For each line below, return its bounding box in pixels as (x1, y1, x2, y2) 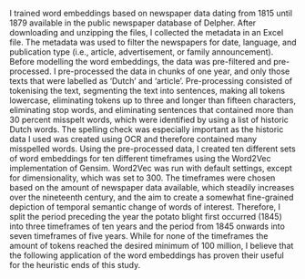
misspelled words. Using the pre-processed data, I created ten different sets (9, 143, 296, 154)
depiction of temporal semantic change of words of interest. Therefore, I (9, 201, 280, 212)
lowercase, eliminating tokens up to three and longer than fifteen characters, (9, 95, 297, 106)
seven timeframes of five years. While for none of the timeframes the (9, 231, 269, 241)
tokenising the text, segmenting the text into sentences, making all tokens (9, 86, 285, 96)
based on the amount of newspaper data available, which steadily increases (9, 182, 295, 192)
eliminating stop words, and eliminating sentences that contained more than (9, 105, 294, 115)
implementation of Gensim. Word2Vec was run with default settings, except (9, 163, 293, 173)
